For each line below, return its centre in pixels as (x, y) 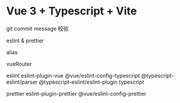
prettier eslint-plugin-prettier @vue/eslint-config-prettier (76, 93)
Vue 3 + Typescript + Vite (72, 11)
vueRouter (19, 64)
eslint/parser (22, 82)
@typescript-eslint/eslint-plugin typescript (92, 82)
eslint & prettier (25, 40)
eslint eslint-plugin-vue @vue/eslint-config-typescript (73, 75)
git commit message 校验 (38, 28)
